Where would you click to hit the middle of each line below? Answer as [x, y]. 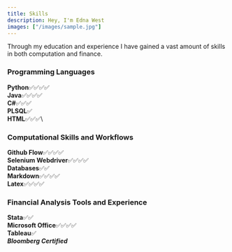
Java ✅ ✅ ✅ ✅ [25, 95]
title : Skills [28, 14]
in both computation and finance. [55, 54]
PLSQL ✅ [20, 111]
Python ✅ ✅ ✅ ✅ [29, 87]
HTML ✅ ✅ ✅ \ [25, 119]
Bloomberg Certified [37, 241]
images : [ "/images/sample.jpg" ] [54, 27]
